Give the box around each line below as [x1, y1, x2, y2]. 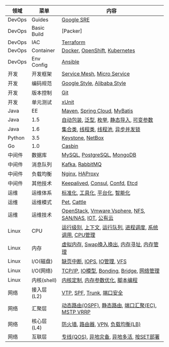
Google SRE [61, 16, 90, 23]
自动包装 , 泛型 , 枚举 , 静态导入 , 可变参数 [61, 117, 153, 123]
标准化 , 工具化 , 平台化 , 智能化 [61, 190, 131, 196]
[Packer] [61, 28, 82, 34]
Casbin [61, 143, 78, 149]
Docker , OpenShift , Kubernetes [61, 47, 135, 54]
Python [8, 134, 25, 141]
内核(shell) [32, 277, 57, 284]
